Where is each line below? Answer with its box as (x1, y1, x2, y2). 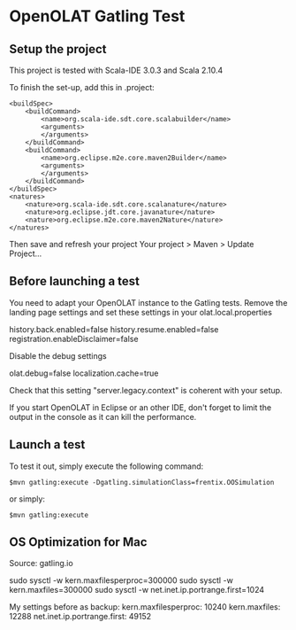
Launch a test (9, 437, 86, 453)
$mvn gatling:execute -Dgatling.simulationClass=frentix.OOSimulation (9, 478, 275, 486)
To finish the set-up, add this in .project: (9, 82, 155, 92)
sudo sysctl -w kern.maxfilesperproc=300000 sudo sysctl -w (9, 575, 234, 586)
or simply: (9, 494, 46, 504)
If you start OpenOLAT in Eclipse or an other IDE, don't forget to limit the (9, 401, 272, 413)
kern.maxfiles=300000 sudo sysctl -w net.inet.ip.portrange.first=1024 (9, 585, 265, 595)
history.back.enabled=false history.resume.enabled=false (9, 323, 219, 334)
